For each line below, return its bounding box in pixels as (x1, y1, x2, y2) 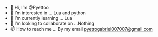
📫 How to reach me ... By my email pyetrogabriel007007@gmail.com (10, 26, 153, 32)
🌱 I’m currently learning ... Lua (10, 15, 72, 21)
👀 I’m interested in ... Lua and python (10, 10, 86, 16)
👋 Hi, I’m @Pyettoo (10, 5, 49, 10)
